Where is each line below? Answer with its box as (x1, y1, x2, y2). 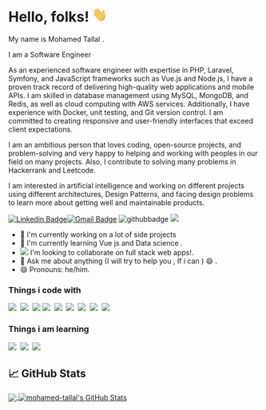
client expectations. (8, 124, 73, 134)
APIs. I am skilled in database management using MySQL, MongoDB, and (8, 90, 249, 100)
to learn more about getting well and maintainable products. (8, 198, 205, 207)
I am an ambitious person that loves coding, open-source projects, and (8, 140, 242, 149)
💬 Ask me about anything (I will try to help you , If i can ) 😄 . (19, 256, 218, 266)
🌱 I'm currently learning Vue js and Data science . (19, 238, 183, 247)
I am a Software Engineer (8, 49, 92, 59)
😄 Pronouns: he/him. (19, 264, 90, 274)
